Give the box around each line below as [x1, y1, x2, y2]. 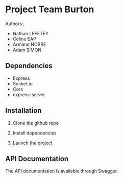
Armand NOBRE [12, 41, 46, 47]
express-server [12, 91, 45, 98]
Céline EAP [12, 36, 37, 42]
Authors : [5, 20, 24, 27]
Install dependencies [12, 129, 57, 136]
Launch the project [12, 140, 53, 146]
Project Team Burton [5, 4, 94, 15]
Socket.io [12, 80, 33, 86]
